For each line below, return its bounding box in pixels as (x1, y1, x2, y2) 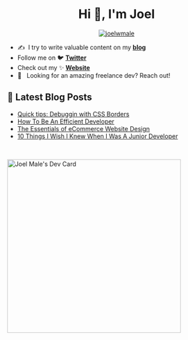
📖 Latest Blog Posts (7, 92, 92, 103)
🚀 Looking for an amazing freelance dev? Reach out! (17, 71, 171, 79)
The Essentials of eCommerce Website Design (17, 124, 151, 133)
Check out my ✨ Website (17, 63, 90, 71)
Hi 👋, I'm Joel (78, 6, 155, 22)
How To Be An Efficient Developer (17, 117, 114, 126)
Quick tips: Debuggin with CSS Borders (17, 110, 130, 118)
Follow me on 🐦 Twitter (17, 53, 87, 62)
